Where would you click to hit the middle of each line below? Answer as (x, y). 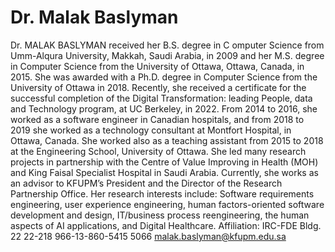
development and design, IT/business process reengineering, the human (160, 215)
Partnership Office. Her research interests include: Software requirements (162, 193)
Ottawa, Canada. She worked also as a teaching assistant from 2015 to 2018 (167, 140)
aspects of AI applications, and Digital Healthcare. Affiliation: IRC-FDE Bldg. (166, 225)
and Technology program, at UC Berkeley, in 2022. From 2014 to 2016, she (164, 108)
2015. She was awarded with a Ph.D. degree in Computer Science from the (164, 77)
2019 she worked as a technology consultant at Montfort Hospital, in (151, 130)
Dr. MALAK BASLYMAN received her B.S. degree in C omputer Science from (167, 45)
